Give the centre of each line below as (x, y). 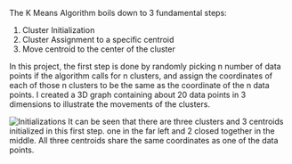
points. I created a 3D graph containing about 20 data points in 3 (128, 94)
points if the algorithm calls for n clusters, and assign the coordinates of (141, 76)
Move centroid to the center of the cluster (98, 49)
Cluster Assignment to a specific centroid (98, 40)
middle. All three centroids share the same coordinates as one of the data (144, 140)
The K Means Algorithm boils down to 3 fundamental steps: (118, 13)
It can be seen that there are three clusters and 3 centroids (176, 121)
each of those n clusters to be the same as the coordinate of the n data (139, 85)
